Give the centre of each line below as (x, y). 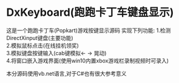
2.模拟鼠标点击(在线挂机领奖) (42, 45)
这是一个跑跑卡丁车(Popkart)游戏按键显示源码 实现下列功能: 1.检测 (89, 30)
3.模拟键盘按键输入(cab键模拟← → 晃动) (56, 53)
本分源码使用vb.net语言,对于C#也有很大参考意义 (66, 73)
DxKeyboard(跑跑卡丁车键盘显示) (90, 12)
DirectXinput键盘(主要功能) (40, 38)
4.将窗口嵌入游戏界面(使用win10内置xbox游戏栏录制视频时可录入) (87, 61)
